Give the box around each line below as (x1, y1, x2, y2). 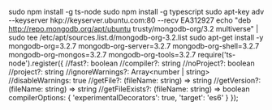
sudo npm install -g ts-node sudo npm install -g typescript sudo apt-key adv (8, 7, 265, 16)
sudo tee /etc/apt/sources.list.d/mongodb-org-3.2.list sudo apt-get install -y (8, 32, 264, 42)
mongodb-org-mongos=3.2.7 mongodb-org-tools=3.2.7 (8, 50, 196, 59)
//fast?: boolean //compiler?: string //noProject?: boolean (64, 58, 255, 68)
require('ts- (197, 50, 236, 59)
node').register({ (8, 58, 64, 68)
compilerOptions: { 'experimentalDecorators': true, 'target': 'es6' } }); (8, 93, 239, 102)
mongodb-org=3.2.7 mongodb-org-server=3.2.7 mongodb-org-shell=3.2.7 (8, 41, 260, 51)
